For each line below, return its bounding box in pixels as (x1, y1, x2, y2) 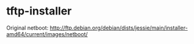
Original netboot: (6, 24, 49, 31)
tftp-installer (6, 4, 72, 18)
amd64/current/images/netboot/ (6, 30, 88, 37)
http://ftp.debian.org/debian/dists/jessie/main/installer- (49, 24, 188, 31)
